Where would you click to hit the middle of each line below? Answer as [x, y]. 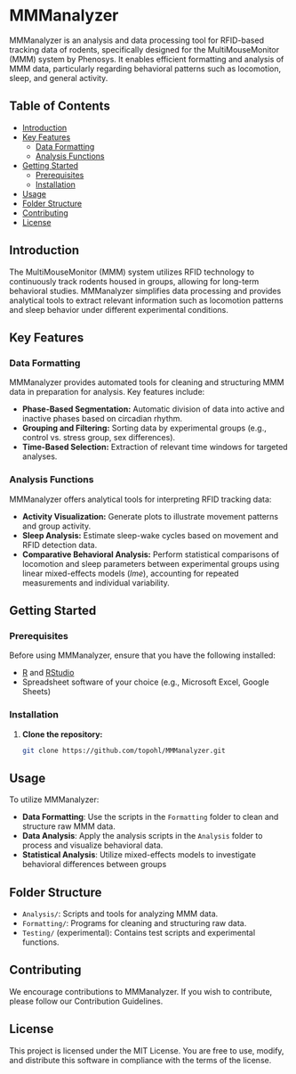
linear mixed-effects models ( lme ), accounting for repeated [130, 573]
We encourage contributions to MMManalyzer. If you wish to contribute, [141, 991]
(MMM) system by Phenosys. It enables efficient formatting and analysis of [147, 59]
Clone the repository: [62, 734]
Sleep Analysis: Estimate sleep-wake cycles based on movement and [150, 535]
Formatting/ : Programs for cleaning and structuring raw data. [134, 923]
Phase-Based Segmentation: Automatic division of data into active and [153, 409]
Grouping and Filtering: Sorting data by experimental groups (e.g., [144, 428]
